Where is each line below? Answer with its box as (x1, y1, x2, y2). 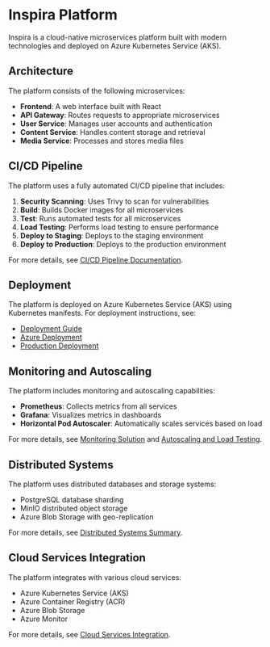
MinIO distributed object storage (19, 503, 128, 513)
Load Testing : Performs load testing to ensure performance (19, 222, 219, 232)
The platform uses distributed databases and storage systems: (8, 479, 217, 489)
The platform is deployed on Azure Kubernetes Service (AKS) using (8, 300, 232, 309)
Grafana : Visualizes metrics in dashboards (19, 410, 162, 420)
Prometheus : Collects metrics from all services (19, 401, 177, 411)
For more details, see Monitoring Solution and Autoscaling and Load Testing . (8, 435, 263, 444)
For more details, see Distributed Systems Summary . (8, 527, 183, 537)
